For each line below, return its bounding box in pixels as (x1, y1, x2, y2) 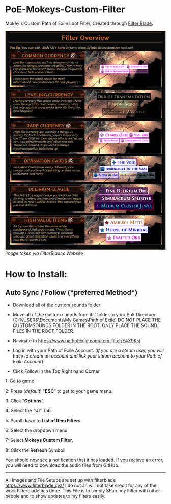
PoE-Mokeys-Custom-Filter (5, 4, 125, 15)
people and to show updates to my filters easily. (5, 493, 106, 499)
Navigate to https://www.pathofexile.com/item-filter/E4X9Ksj (12, 338, 140, 344)
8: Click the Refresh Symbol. (5, 447, 66, 453)
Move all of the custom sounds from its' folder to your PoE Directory (12, 312, 156, 318)
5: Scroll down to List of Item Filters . (5, 418, 82, 424)
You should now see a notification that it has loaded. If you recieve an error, (5, 457, 164, 463)
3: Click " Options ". (5, 398, 45, 404)
